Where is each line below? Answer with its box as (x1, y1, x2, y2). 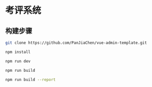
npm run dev (5, 59, 31, 64)
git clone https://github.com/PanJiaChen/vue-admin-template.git (5, 40, 147, 45)
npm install (5, 49, 31, 54)
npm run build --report (5, 77, 56, 82)
